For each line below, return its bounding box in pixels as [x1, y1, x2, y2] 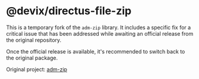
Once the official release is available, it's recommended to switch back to [6, 48, 185, 55]
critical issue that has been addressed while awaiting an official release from [6, 30, 194, 37]
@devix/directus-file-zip [6, 4, 132, 18]
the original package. [6, 54, 58, 61]
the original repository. [6, 36, 62, 43]
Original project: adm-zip [6, 65, 67, 72]
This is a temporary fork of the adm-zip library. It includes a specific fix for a [6, 24, 191, 31]
